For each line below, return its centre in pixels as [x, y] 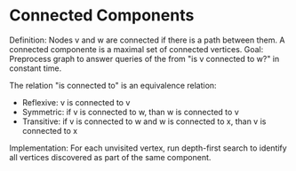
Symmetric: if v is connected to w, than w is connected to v [130, 112]
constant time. [36, 68]
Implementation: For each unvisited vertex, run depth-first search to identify [148, 148]
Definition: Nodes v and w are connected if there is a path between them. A [147, 40]
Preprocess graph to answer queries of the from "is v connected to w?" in [144, 58]
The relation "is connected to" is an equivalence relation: [113, 85]
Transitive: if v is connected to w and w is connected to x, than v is [144, 121]
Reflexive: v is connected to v [76, 102]
